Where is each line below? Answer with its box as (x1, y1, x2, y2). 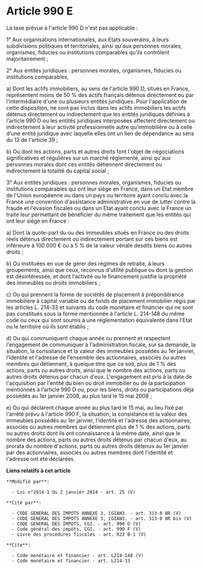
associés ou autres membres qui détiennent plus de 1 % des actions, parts (6, 423, 191, 430)
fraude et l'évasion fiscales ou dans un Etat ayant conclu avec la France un (6, 204, 192, 212)
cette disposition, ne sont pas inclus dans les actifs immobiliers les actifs (6, 104, 186, 111)
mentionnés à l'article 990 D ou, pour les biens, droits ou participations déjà (6, 386, 194, 393)
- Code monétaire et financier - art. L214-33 (11, 558, 130, 564)
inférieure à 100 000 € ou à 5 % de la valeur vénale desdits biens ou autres (6, 241, 192, 249)
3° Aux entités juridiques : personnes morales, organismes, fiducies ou (6, 179, 182, 186)
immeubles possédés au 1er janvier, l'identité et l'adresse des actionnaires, (6, 416, 192, 424)
